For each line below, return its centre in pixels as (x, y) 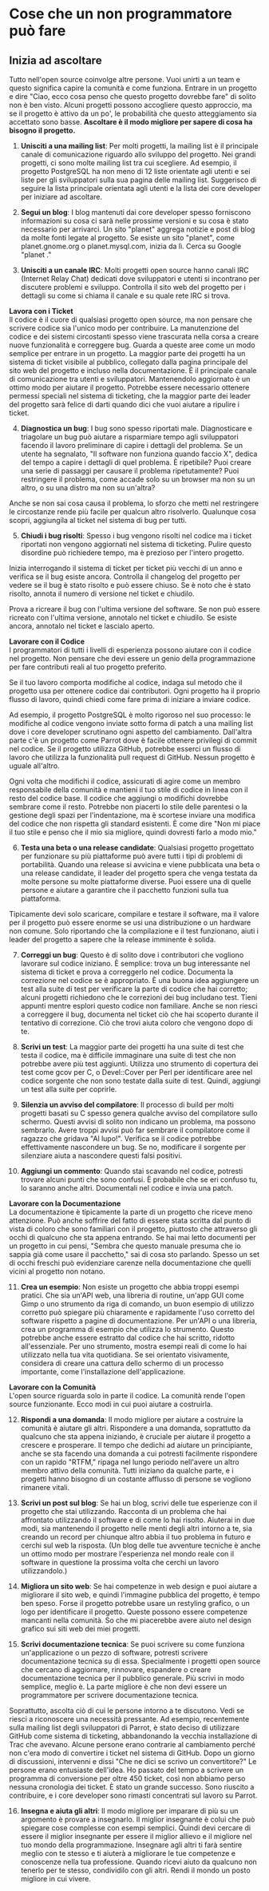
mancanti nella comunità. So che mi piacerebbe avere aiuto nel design (136, 1620)
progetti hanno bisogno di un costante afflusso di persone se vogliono (136, 1479)
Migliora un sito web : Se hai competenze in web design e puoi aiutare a (139, 1586)
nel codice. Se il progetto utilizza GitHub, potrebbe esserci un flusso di (125, 749)
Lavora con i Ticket (42, 311)
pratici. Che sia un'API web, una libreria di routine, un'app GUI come (132, 1295)
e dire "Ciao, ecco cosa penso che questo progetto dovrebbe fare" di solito (133, 96)
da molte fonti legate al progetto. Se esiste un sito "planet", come (127, 238)
